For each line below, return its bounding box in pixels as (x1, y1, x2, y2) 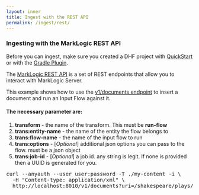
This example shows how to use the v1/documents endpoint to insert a (6, 88, 178, 95)
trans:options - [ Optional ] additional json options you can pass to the (14, 140, 185, 147)
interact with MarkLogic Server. (6, 76, 83, 84)
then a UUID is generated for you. (14, 159, 97, 166)
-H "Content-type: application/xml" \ (12, 176, 126, 183)
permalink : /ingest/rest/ (6, 20, 70, 25)
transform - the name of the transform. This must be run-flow (14, 121, 168, 128)
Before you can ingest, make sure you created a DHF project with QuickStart (6, 53, 193, 60)
